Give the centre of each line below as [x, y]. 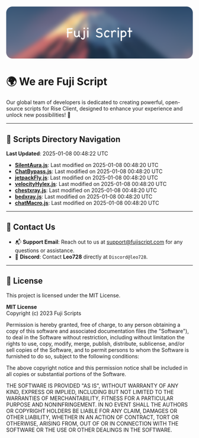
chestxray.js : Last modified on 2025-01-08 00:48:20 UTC [86, 190]
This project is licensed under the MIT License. [63, 295]
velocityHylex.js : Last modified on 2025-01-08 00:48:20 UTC [91, 184]
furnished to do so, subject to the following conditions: [73, 356]
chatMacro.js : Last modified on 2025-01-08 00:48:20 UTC [87, 203]
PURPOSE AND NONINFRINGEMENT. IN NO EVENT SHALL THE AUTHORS [97, 404]
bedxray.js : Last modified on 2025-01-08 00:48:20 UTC [84, 197]
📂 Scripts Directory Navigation [63, 139]
